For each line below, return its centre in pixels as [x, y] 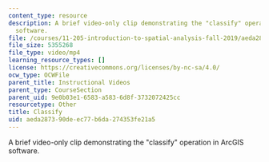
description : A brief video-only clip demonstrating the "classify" [125, 23]
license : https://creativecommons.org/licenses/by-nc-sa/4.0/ [114, 68]
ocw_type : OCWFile [39, 75]
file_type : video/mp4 [44, 53]
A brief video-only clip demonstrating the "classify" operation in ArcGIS [126, 142]
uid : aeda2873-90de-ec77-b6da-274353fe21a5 [82, 120]
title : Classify [35, 113]
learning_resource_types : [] [57, 61]
